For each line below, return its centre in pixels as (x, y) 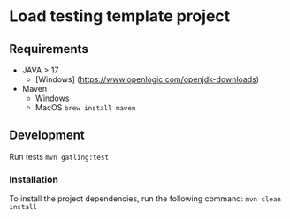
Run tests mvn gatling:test (59, 156)
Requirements (49, 49)
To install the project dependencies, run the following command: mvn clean (145, 199)
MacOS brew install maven (85, 107)
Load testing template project (120, 16)
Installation (34, 179)
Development (47, 136)
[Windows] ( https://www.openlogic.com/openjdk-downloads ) (147, 79)
